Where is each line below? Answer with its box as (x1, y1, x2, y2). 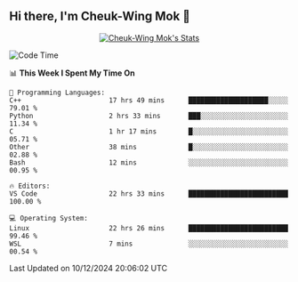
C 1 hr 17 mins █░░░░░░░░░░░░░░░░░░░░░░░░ (9, 126, 289, 136)
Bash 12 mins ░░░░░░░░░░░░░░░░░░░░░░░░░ (9, 157, 289, 167)
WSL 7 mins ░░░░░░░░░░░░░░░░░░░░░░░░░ (9, 239, 289, 248)
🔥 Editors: (9, 181, 51, 190)
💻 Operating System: (9, 214, 89, 222)
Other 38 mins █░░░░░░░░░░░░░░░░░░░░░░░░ (9, 142, 289, 151)
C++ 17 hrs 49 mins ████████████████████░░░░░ (9, 95, 289, 105)
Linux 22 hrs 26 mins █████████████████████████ (9, 223, 289, 232)
